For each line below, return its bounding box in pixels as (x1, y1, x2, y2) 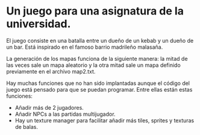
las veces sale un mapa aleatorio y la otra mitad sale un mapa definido (6, 61, 181, 69)
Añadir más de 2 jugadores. (14, 104, 84, 111)
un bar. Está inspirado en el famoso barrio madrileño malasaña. (6, 43, 163, 51)
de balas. (14, 123, 38, 130)
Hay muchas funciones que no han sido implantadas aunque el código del (6, 80, 190, 87)
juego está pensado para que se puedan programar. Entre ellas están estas (6, 86, 193, 93)
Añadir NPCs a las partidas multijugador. (14, 110, 116, 118)
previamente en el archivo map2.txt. (6, 67, 96, 75)
